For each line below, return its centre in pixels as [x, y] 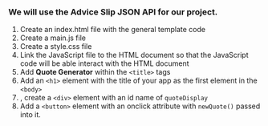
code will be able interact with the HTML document [105, 63]
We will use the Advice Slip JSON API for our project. [113, 12]
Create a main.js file [53, 38]
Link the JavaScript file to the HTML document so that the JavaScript [134, 55]
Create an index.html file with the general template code [113, 30]
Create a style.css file [56, 47]
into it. [30, 115]
